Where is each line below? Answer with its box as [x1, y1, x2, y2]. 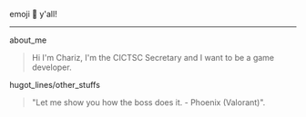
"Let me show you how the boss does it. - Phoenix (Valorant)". [31, 97, 266, 108]
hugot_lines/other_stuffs [9, 80, 100, 90]
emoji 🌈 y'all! [9, 9, 57, 19]
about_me [9, 34, 47, 45]
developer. [31, 62, 72, 73]
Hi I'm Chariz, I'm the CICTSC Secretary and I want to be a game [31, 53, 275, 63]
